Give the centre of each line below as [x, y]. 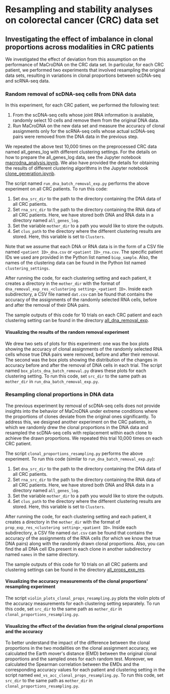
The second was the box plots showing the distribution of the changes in [81, 360]
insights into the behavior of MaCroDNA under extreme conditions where [82, 411]
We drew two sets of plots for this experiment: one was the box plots [77, 343]
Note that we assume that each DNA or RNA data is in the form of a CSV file [84, 247]
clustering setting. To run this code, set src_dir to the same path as [76, 376]
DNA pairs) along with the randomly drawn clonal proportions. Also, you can [85, 543]
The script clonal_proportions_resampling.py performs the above [74, 453]
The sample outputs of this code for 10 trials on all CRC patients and [76, 564]
